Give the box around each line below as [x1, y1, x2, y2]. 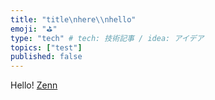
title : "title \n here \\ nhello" [10, 14, 137, 25]
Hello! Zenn [10, 79, 58, 91]
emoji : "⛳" [10, 24, 58, 34]
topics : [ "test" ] [10, 42, 83, 53]
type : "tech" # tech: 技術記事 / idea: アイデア [10, 33, 205, 43]
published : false [10, 52, 83, 62]
